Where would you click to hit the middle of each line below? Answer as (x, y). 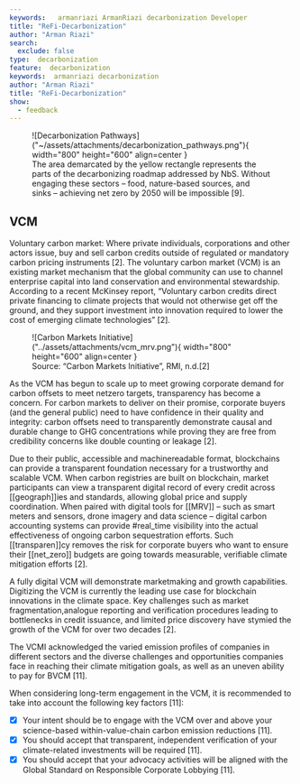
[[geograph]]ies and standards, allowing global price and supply (128, 497)
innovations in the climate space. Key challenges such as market (129, 601)
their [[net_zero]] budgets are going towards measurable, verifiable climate (149, 555)
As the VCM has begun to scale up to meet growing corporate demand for (147, 383)
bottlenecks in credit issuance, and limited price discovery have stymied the (150, 620)
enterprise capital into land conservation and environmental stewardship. (145, 281)
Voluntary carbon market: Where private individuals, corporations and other (150, 244)
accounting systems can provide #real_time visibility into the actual (134, 526)
